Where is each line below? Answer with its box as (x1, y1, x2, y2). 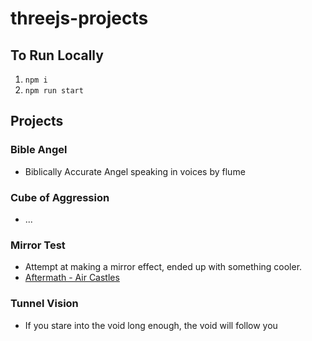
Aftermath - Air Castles (24, 272, 120, 284)
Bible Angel (10, 143, 68, 157)
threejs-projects (10, 7, 149, 30)
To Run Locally (10, 47, 104, 64)
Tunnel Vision (10, 297, 79, 311)
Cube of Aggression (10, 190, 110, 204)
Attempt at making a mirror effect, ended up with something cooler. (24, 261, 303, 273)
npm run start (24, 86, 84, 96)
